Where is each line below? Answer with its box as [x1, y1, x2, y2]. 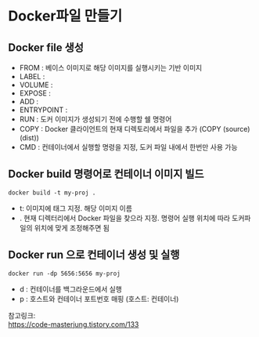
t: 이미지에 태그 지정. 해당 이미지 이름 [19, 203, 133, 212]
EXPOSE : [19, 89, 51, 98]
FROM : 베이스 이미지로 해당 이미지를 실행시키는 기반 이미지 [19, 63, 203, 72]
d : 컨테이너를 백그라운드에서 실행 [19, 284, 123, 294]
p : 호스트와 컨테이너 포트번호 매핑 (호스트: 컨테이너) [19, 294, 179, 303]
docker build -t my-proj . [8, 189, 96, 197]
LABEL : [19, 72, 45, 81]
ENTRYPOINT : [19, 105, 68, 114]
